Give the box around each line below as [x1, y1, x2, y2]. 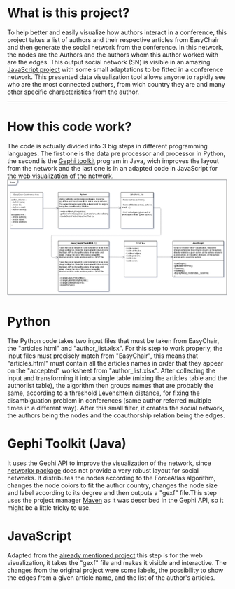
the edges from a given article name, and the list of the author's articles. [7, 573, 215, 582]
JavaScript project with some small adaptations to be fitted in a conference [7, 65, 224, 74]
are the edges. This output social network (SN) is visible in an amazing [7, 57, 211, 66]
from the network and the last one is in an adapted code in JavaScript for [7, 164, 218, 172]
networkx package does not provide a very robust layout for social [7, 466, 199, 474]
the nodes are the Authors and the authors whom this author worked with [7, 50, 219, 59]
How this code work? [7, 119, 132, 134]
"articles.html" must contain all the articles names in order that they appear [7, 359, 224, 367]
